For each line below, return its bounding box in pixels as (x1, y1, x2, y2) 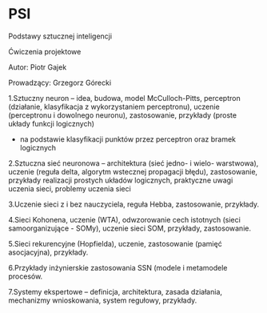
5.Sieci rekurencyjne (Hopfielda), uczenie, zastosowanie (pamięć (8, 239, 222, 248)
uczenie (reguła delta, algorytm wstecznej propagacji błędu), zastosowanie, (8, 167, 258, 176)
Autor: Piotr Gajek (8, 62, 67, 72)
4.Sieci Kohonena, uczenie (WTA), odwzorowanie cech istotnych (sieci (8, 215, 241, 224)
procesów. (8, 271, 43, 281)
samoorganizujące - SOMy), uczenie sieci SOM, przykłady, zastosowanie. (8, 223, 252, 233)
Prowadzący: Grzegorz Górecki (8, 78, 112, 87)
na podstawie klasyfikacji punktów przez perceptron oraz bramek (19, 134, 237, 144)
